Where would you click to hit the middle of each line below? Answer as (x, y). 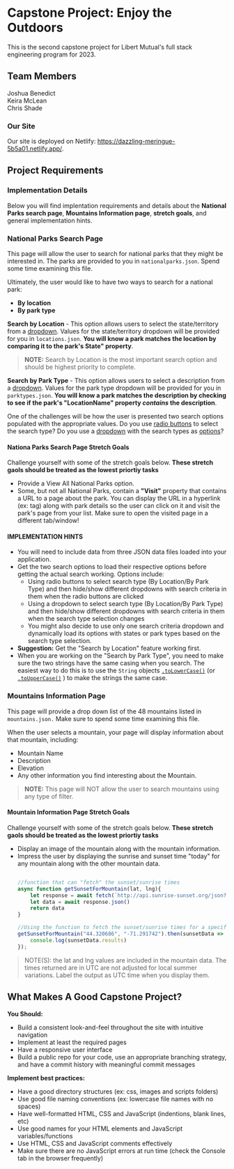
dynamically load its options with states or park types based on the (124, 633)
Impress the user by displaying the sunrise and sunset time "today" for (118, 856)
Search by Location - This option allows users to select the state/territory (113, 324)
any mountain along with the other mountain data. (88, 863)
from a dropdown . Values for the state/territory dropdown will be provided (113, 331)
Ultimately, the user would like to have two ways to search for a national (110, 282)
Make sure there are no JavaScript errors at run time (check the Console (121, 1151)
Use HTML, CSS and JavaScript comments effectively (95, 1143)
